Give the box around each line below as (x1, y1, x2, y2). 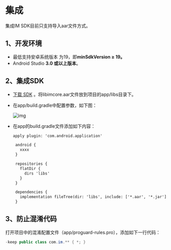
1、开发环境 (5, 39, 42, 48)
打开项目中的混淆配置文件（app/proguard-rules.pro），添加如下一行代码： (5, 229, 161, 235)
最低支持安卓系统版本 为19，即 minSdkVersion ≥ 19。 (12, 53, 125, 60)
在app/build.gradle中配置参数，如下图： (12, 102, 97, 108)
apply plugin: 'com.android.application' (12, 133, 102, 139)
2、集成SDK (5, 76, 45, 85)
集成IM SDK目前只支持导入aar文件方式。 (5, 23, 91, 29)
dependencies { (15, 189, 48, 195)
